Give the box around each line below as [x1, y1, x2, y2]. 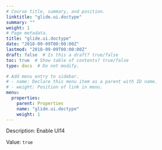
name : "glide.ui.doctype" [16, 106, 80, 111]
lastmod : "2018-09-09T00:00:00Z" [6, 47, 87, 53]
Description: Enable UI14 [6, 127, 65, 134]
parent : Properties [16, 100, 64, 106]
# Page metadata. [6, 30, 48, 36]
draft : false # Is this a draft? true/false [6, 52, 118, 58]
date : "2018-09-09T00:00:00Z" [6, 41, 80, 47]
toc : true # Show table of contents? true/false [6, 57, 129, 63]
